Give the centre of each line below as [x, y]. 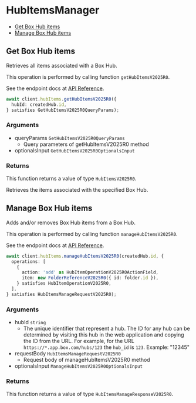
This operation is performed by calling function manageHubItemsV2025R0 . [92, 234]
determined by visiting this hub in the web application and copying [104, 335]
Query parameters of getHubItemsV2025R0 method [86, 144]
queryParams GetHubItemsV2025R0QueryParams [70, 138]
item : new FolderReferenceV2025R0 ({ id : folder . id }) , [90, 278]
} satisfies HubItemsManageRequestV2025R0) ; [61, 294]
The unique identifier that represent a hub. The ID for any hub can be [107, 329]
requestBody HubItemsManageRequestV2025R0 [68, 354]
